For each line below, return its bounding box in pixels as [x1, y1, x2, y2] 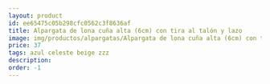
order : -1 [8, 64, 42, 72]
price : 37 [8, 42, 42, 50]
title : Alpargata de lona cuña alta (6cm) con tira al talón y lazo [8, 26, 243, 34]
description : [8, 57, 52, 65]
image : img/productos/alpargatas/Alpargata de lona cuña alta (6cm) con [8, 34, 257, 42]
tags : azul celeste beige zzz [8, 49, 110, 57]
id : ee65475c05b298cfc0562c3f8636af [8, 19, 131, 27]
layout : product [8, 11, 63, 20]
